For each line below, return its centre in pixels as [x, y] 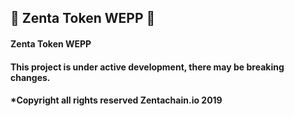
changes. [30, 77]
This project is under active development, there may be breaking [147, 67]
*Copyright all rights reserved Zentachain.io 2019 [116, 100]
